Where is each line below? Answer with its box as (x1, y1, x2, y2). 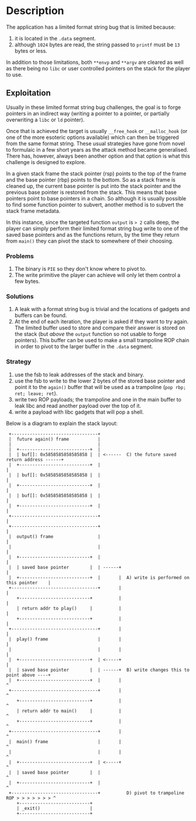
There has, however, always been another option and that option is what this (6, 152, 190, 159)
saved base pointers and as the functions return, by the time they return (6, 231, 180, 238)
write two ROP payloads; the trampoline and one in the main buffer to (14, 396, 181, 403)
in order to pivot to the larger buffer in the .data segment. (14, 343, 153, 350)
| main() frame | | (8, 738, 122, 745)
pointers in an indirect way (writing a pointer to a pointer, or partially (6, 110, 170, 117)
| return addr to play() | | (16, 605, 122, 611)
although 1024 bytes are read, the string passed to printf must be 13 (14, 41, 180, 48)
